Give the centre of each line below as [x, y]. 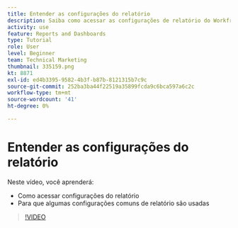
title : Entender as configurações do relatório [79, 14]
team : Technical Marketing [47, 60]
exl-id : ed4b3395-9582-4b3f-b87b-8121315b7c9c [77, 80]
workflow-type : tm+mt [39, 93]
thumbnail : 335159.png [41, 67]
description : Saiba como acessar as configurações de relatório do [109, 21]
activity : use [28, 27]
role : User [23, 47]
